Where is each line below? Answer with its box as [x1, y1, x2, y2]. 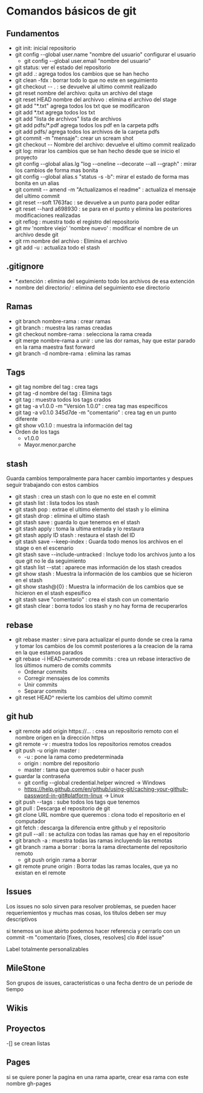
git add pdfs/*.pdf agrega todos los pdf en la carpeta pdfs [14, 122, 159, 128]
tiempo [6, 985, 24, 992]
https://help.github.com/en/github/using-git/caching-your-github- [24, 785, 188, 793]
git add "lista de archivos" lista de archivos [14, 115, 122, 122]
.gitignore [6, 262, 44, 272]
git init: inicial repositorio [14, 44, 77, 51]
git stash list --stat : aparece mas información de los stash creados [14, 564, 182, 571]
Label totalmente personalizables [6, 945, 89, 953]
